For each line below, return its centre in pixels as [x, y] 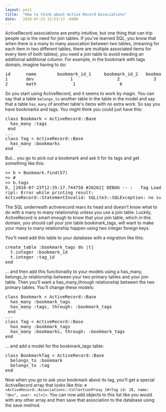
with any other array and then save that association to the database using [80, 400]
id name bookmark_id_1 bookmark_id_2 [72, 74]
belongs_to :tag [30, 366]
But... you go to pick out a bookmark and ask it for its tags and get [72, 158]
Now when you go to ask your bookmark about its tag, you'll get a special [80, 380]
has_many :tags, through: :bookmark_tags [61, 307]
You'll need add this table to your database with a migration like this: [75, 238]
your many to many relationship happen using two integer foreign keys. [78, 228]
